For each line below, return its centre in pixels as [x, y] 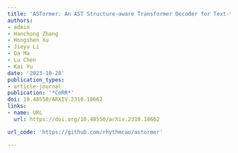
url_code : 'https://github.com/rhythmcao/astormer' [85, 132]
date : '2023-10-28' [36, 73]
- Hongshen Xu [28, 40]
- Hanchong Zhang [33, 34]
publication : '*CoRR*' [41, 93]
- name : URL [25, 113]
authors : [20, 21]
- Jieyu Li [23, 47]
